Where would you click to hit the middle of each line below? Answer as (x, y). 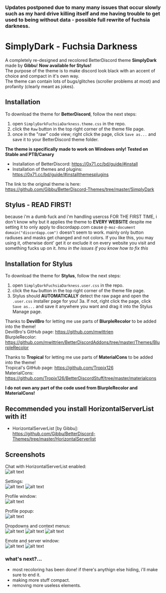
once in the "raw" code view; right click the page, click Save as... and (84, 134)
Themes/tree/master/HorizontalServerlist (54, 439)
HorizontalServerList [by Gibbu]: (45, 429)
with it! (16, 416)
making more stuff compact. (41, 580)
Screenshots (25, 455)
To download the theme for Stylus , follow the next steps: (63, 276)
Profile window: (21, 496)
